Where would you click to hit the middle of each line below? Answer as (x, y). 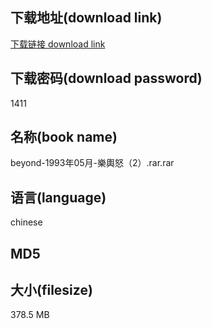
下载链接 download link (58, 44)
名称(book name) (64, 137)
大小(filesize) (51, 290)
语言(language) (58, 197)
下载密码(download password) (106, 78)
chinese (26, 222)
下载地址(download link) (86, 18)
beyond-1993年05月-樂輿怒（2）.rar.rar (92, 163)
